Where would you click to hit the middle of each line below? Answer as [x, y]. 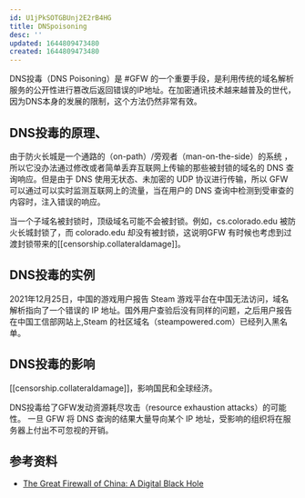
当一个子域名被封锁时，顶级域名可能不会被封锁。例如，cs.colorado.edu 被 [149, 221]
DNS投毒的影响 [52, 364]
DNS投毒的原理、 [58, 133]
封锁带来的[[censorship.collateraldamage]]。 [102, 244]
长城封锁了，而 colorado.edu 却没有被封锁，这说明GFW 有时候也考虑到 [150, 232]
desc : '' [26, 35]
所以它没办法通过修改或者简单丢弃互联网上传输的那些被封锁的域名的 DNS [147, 167]
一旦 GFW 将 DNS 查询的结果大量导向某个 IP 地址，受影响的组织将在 [155, 418]
